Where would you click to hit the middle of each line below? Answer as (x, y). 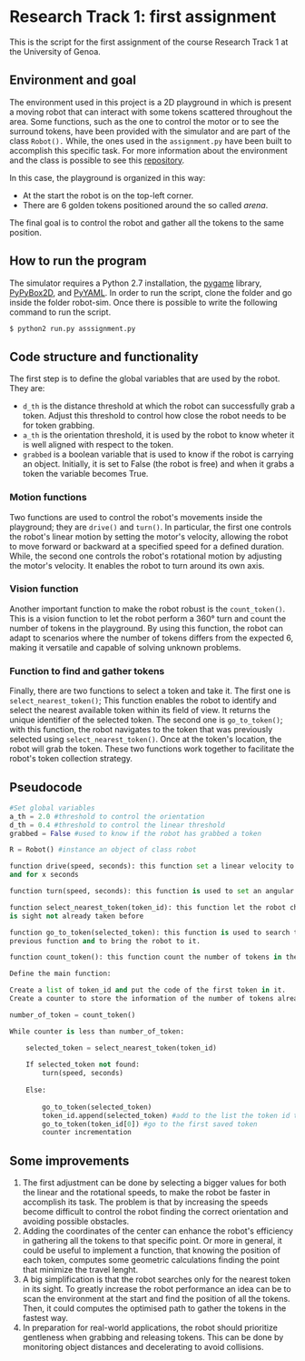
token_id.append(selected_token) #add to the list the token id (166, 1115)
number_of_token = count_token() (73, 1015)
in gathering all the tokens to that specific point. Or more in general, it (152, 1241)
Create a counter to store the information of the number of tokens (142, 999)
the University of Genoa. (55, 51)
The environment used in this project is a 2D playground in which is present (151, 102)
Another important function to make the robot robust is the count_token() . (148, 609)
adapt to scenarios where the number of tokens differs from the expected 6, (152, 638)
